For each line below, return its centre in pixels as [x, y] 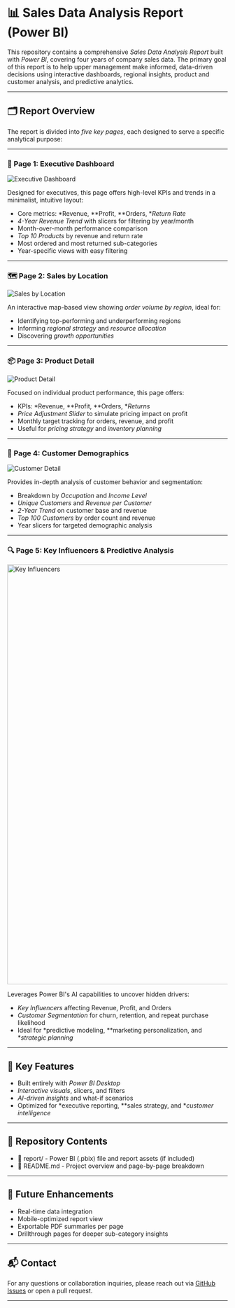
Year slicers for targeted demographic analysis [85, 525]
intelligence [34, 1113]
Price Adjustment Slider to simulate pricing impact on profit [102, 413]
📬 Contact [32, 1264]
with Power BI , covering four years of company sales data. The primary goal [117, 59]
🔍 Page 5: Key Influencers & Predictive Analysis [91, 550]
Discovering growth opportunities [65, 336]
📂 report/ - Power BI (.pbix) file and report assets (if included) [106, 1158]
